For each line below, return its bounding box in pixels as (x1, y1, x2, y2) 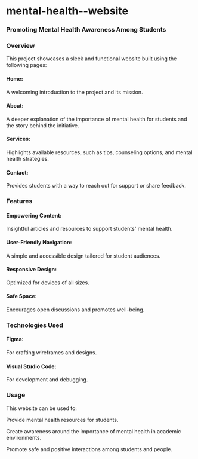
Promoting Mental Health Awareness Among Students (6, 26, 166, 34)
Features (6, 197, 33, 206)
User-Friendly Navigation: (6, 238, 72, 246)
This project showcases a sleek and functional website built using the (6, 55, 177, 62)
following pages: (6, 62, 47, 69)
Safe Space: (6, 293, 37, 300)
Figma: (6, 336, 24, 343)
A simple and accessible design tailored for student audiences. (6, 252, 161, 259)
